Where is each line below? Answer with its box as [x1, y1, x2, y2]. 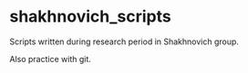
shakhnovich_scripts [9, 6, 171, 27]
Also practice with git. [9, 53, 91, 64]
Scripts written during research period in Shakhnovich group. [9, 36, 240, 47]
